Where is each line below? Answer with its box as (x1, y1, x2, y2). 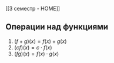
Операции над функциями (5, 22, 109, 32)
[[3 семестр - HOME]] (5, 5, 60, 12)
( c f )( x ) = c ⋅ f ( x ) (14, 44, 52, 51)
